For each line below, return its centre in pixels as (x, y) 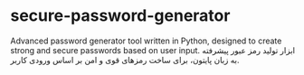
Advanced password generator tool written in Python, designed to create (146, 41)
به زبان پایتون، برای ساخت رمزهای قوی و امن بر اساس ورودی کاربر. (125, 60)
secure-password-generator (120, 16)
